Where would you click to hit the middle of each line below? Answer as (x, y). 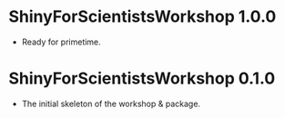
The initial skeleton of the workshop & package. (111, 103)
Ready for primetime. (61, 42)
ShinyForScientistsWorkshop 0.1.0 (142, 79)
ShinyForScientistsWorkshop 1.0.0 (142, 17)
